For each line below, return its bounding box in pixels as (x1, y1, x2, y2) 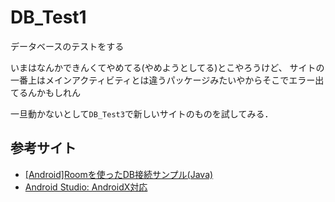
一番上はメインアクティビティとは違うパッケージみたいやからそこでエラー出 (10, 74, 325, 86)
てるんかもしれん (10, 86, 81, 98)
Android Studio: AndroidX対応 (24, 181, 148, 193)
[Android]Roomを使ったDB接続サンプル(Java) (24, 168, 214, 180)
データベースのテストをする (10, 40, 125, 52)
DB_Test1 (10, 6, 87, 29)
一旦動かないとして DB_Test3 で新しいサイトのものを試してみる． (10, 107, 274, 120)
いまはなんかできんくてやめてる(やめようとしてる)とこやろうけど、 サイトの (10, 61, 325, 73)
